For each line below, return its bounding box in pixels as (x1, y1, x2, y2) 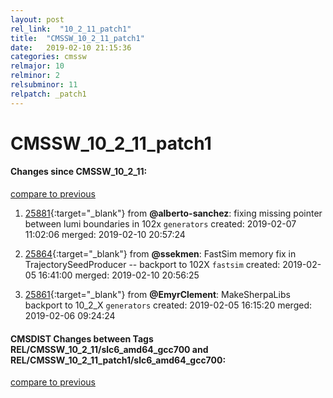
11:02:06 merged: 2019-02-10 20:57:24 (24, 229, 186, 241)
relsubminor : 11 (10, 80, 78, 90)
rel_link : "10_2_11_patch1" (10, 24, 132, 34)
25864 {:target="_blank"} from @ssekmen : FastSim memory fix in (24, 248, 297, 260)
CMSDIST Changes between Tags (10, 332, 154, 345)
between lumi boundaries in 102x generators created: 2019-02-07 (24, 218, 297, 230)
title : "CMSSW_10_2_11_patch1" (10, 33, 145, 43)
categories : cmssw (10, 52, 87, 62)
